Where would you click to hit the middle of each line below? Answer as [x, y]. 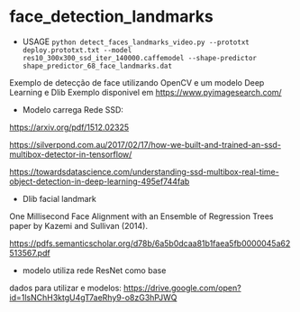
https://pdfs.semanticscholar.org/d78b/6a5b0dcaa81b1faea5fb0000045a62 [150, 243]
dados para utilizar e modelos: [65, 288]
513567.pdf [30, 252]
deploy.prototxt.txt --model [77, 50]
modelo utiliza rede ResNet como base [94, 270]
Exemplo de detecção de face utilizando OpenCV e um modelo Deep [137, 82]
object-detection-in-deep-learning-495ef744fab [100, 181]
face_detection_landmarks [112, 17]
